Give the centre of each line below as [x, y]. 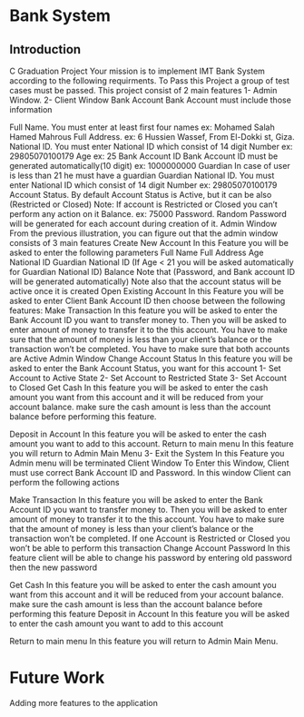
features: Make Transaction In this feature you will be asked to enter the [144, 310]
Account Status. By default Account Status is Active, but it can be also [141, 195]
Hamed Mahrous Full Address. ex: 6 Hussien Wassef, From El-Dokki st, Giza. [152, 137]
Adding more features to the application [84, 702]
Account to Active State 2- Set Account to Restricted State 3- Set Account [148, 378]
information [31, 109]
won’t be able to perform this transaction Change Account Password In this [150, 548]
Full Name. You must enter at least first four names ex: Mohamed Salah [142, 127]
